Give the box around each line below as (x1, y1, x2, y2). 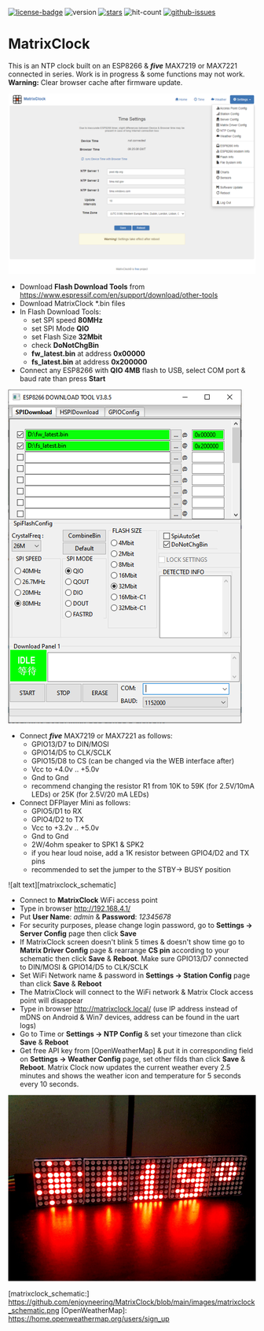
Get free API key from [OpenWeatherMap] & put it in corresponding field (19, 1046, 254, 1056)
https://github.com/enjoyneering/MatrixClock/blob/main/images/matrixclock (8, 1297, 255, 1307)
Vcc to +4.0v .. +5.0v (31, 764, 100, 775)
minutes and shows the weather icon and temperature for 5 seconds (19, 1071, 241, 1081)
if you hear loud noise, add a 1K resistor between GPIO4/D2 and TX (31, 849, 250, 858)
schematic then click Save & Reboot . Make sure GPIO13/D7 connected (19, 954, 249, 963)
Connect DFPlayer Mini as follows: (19, 798, 131, 808)
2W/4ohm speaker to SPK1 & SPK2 (31, 840, 145, 849)
